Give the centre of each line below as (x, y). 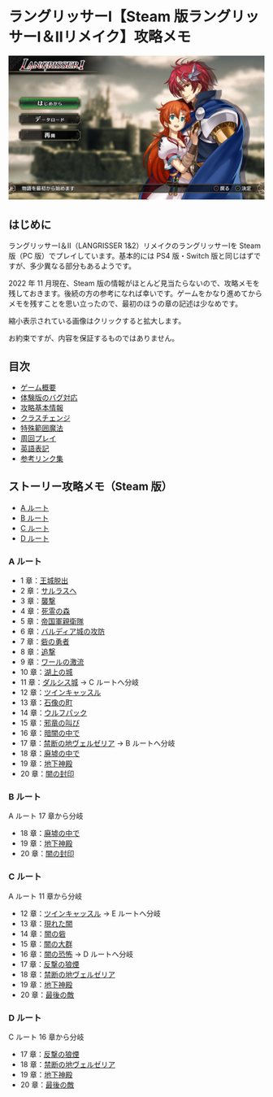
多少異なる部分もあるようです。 (83, 266)
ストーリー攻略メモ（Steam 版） (91, 487)
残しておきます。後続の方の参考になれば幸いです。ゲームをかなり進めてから (135, 294)
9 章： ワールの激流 (52, 662)
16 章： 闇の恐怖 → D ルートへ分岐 (77, 954)
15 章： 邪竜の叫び (50, 723)
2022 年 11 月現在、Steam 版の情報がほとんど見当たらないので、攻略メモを (134, 283)
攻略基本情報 (41, 408)
